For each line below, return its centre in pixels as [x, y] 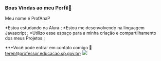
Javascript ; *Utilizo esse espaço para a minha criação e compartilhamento [81, 33]
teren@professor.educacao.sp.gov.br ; [43, 54]
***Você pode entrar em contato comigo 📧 [49, 48]
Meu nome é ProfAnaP [27, 19]
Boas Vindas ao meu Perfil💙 [38, 8]
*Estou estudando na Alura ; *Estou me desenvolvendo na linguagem [75, 28]
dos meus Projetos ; [25, 38]
